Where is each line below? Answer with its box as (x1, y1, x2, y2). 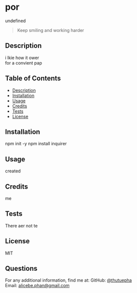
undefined (5, 18, 26, 24)
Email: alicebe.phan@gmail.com (5, 283, 70, 289)
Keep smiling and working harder (17, 27, 84, 33)
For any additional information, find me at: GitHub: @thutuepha (5, 277, 132, 283)
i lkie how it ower (5, 55, 39, 61)
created (5, 168, 21, 174)
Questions (5, 264, 38, 273)
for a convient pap (5, 60, 42, 65)
